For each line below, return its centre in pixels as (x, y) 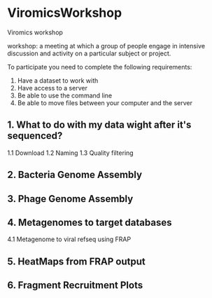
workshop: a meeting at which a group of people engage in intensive (106, 46)
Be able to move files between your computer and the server (105, 102)
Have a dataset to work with (58, 80)
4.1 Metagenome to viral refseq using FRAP (69, 239)
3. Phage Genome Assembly (70, 199)
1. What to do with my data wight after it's (99, 125)
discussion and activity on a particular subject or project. (89, 53)
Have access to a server (52, 88)
